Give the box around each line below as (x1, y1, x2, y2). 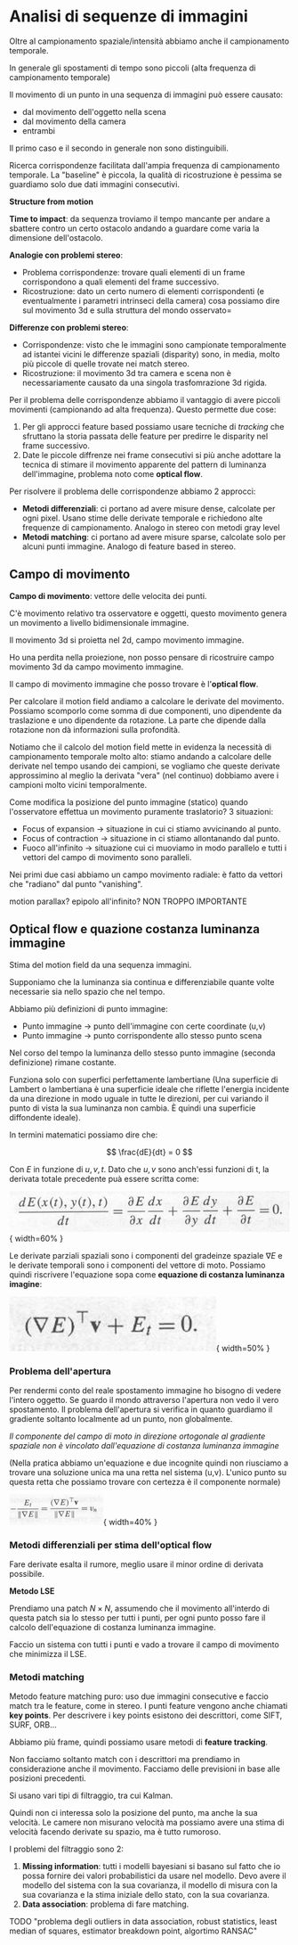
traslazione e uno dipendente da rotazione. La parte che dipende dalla (9, 715, 267, 726)
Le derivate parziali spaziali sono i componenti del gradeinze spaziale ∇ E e (9, 1250, 283, 1260)
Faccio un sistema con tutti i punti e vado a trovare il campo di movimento (9, 1639, 280, 1650)
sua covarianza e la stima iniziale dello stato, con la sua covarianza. (21, 1890, 270, 1900)
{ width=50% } (216, 1342, 270, 1353)
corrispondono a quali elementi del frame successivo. (21, 276, 220, 287)
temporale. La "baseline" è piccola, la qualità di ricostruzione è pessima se (9, 169, 283, 180)
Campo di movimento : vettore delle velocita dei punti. (9, 590, 207, 601)
